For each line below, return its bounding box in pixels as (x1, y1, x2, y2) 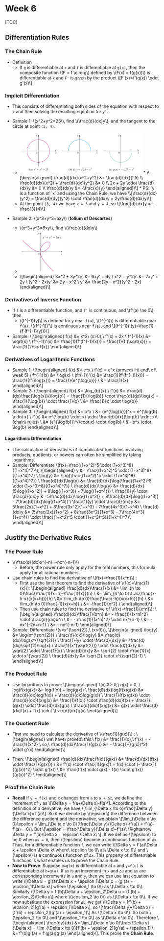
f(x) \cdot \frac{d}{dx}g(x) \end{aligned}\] (33, 707, 118, 713)
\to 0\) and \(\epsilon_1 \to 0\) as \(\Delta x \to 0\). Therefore (36, 915, 156, 921)
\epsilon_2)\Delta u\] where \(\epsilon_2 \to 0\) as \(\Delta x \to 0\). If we (12, 894, 158, 900)
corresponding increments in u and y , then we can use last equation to (12, 873, 154, 879)
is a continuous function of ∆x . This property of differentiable (34, 852, 157, 858)
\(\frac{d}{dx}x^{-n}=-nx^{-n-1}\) (12, 559, 79, 565)
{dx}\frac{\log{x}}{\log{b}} (12, 393, 66, 399)
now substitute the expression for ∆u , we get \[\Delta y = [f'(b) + (12, 899, 141, 905)
